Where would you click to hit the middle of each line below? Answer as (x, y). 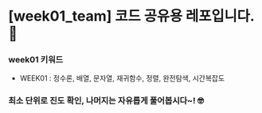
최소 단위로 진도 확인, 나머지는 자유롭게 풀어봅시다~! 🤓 (106, 101)
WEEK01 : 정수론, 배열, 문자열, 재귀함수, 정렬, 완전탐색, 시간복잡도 (122, 78)
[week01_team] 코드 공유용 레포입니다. (131, 16)
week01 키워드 (36, 60)
